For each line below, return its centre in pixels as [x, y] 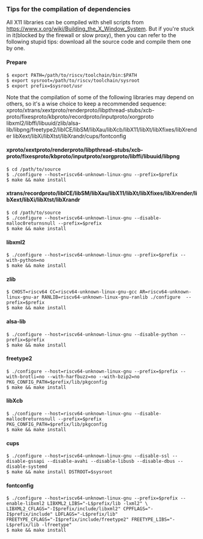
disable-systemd [27, 467]
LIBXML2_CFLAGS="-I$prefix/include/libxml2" [64, 509]
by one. [16, 48]
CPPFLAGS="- [138, 509]
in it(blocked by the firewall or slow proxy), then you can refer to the [91, 35]
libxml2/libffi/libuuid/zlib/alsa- [43, 123]
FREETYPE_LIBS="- [153, 520]
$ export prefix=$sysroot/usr [45, 86]
